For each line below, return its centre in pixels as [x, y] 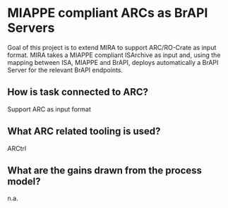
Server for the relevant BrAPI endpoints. [65, 70]
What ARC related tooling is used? [84, 131]
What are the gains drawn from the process [105, 170]
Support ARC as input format [49, 109]
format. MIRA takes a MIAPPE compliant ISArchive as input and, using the [114, 55]
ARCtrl [17, 148]
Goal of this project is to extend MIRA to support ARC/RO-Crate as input [112, 47]
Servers [31, 28]
